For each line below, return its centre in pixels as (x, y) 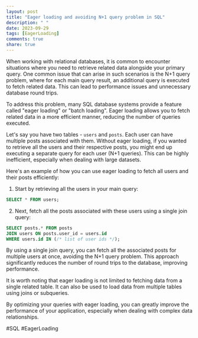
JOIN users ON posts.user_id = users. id (57, 233)
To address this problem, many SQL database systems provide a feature (94, 104)
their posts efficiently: (33, 177)
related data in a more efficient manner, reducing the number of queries (93, 116)
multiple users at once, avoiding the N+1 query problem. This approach (92, 256)
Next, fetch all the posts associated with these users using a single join (101, 211)
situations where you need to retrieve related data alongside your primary (95, 67)
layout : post (22, 12)
